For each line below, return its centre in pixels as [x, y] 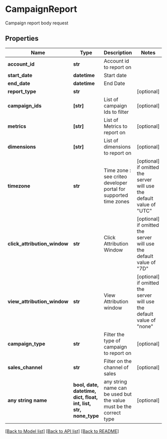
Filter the [114, 334]
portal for [115, 189]
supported [116, 195]
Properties [22, 39]
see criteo [115, 176]
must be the [118, 406]
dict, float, [85, 397]
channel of [116, 367]
